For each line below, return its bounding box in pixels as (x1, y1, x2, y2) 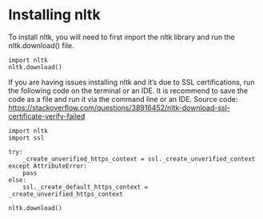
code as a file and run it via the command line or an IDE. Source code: (8, 94, 238, 103)
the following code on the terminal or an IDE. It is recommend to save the (8, 86, 249, 95)
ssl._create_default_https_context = (22, 183, 149, 191)
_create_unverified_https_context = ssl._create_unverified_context (22, 155, 256, 163)
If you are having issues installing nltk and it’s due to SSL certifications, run (8, 77, 255, 87)
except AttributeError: (8, 162, 88, 170)
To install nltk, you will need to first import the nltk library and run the (8, 32, 235, 42)
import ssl (8, 134, 45, 142)
